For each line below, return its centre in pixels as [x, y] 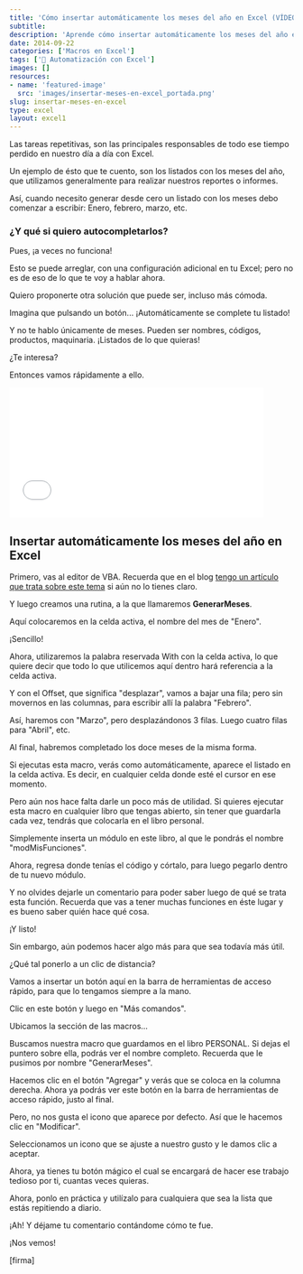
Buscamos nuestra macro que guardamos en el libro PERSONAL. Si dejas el [150, 1044]
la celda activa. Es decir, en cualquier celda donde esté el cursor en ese [143, 775]
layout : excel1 [38, 118]
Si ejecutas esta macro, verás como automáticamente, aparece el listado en [150, 765]
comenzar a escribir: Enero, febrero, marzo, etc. [98, 208]
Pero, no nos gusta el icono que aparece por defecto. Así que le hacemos [146, 1117]
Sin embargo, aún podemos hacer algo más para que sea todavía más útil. [147, 947]
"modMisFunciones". [48, 848]
